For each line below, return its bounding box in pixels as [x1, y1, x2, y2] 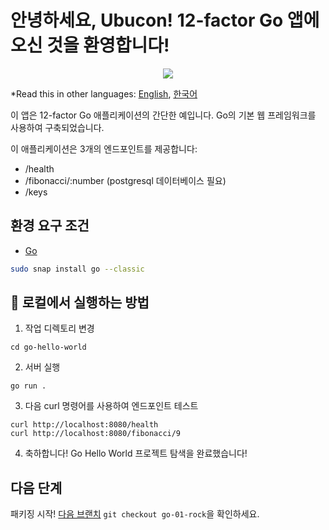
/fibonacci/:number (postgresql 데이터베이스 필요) [24, 174, 227, 186]
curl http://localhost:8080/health [10, 420, 159, 430]
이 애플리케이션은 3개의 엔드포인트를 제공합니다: [10, 142, 198, 155]
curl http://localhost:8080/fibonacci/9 [10, 429, 182, 439]
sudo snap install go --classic [10, 264, 145, 274]
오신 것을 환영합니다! [10, 34, 170, 57]
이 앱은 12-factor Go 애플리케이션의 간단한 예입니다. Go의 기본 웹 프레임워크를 [10, 109, 317, 121]
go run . [10, 381, 47, 391]
